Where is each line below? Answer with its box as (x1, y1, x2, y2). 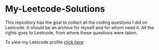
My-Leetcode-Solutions (5, 3, 105, 15)
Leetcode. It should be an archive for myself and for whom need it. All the (5, 24, 154, 30)
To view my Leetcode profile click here (5, 39, 84, 45)
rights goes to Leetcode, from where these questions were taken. (5, 30, 138, 35)
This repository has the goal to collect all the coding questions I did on (5, 19, 148, 25)
